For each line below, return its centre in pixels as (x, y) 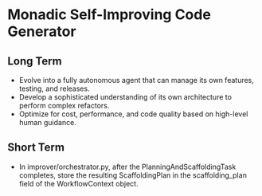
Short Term (36, 148)
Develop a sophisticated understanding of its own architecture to (125, 97)
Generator (42, 31)
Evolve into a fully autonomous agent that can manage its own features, (136, 80)
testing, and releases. (54, 88)
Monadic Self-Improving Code (109, 15)
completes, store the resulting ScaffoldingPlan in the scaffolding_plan (133, 175)
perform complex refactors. (64, 106)
